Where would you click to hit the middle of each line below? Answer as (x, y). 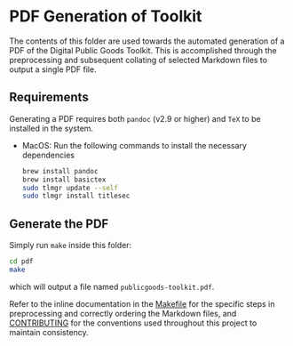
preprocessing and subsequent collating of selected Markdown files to (139, 60)
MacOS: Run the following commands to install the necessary (134, 145)
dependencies (48, 155)
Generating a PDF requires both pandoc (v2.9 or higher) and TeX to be (135, 118)
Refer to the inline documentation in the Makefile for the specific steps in (142, 303)
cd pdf (21, 262)
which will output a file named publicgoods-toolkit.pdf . (112, 286)
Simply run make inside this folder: (71, 245)
